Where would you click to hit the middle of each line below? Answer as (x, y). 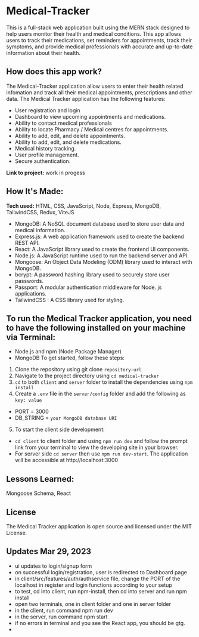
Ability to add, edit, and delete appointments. (70, 136)
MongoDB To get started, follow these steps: (70, 358)
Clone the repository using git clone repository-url (78, 370)
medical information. (40, 230)
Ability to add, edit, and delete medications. (68, 142)
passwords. (29, 281)
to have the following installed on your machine (96, 327)
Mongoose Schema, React (39, 493)
